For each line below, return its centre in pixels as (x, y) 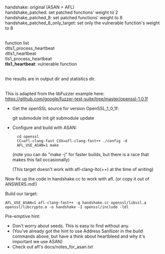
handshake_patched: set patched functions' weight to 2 (62, 12)
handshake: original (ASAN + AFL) (40, 7)
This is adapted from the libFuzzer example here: (55, 94)
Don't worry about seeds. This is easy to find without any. (71, 226)
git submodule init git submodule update (53, 118)
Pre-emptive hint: (23, 216)
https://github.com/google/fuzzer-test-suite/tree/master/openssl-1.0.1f (77, 99)
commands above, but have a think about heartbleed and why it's (79, 236)
